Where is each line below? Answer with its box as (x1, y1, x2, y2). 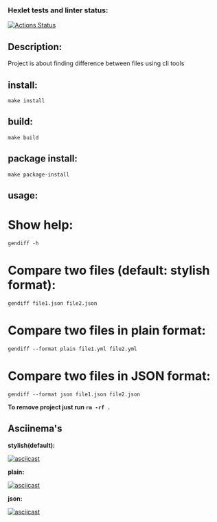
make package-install (8, 171, 70, 178)
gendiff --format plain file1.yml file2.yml (8, 345, 137, 352)
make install (8, 97, 45, 104)
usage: (8, 190, 38, 201)
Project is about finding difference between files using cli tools (8, 59, 185, 67)
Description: (8, 41, 62, 53)
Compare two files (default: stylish (8, 263, 210, 278)
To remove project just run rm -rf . (8, 402, 111, 411)
